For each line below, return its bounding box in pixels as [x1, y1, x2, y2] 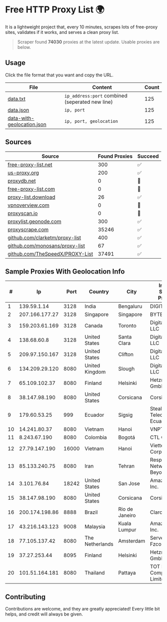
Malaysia [84, 523, 105, 530]
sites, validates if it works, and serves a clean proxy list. [5, 29, 119, 35]
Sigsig [118, 411, 133, 418]
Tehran [118, 463, 135, 470]
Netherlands [84, 541, 113, 548]
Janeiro [118, 512, 136, 519]
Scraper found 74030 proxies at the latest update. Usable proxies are [17, 38, 160, 45]
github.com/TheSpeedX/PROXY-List [7, 250, 93, 257]
